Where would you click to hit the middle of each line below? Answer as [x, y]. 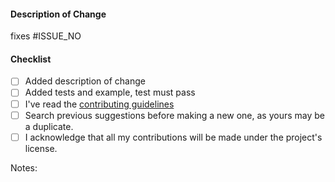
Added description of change [85, 81]
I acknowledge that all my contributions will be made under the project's [173, 137]
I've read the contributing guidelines [99, 104]
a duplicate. [49, 126]
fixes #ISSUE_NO [46, 36]
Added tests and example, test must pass [110, 92]
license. [41, 148]
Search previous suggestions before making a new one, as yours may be [175, 115]
